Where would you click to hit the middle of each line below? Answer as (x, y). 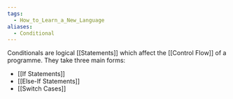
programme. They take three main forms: (66, 61)
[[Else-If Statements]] (49, 82)
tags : (15, 14)
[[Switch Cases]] (42, 89)
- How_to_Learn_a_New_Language (59, 20)
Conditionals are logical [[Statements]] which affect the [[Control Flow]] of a (117, 53)
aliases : (20, 26)
